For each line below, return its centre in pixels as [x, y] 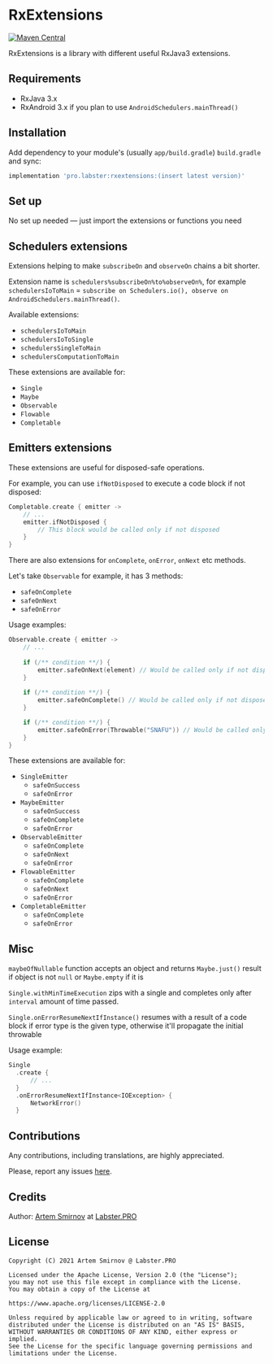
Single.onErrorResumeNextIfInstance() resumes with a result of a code [128, 1018]
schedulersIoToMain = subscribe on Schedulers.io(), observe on [119, 290]
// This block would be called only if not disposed [129, 529]
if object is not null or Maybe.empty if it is [76, 977]
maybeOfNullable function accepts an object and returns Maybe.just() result [135, 969]
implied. [23, 1339]
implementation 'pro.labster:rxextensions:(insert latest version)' [127, 176]
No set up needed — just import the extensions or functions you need [125, 220]
